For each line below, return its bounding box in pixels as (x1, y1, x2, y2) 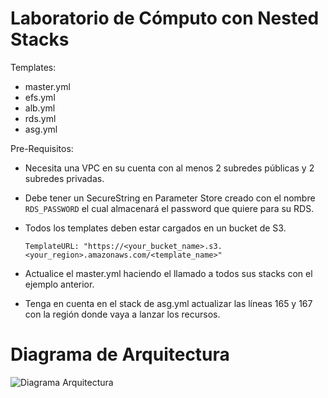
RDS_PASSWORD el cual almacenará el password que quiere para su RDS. (24, 202, 315, 214)
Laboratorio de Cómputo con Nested (10, 7, 320, 30)
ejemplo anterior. (24, 278, 95, 290)
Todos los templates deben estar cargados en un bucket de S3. (24, 222, 287, 234)
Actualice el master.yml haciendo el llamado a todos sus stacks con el (24, 267, 313, 279)
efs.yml (24, 91, 56, 103)
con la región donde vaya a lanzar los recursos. (24, 308, 221, 320)
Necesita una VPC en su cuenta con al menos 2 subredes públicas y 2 (24, 162, 315, 174)
